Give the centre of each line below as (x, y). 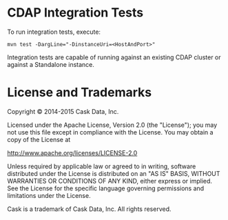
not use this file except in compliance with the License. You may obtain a (110, 132)
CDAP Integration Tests (75, 13)
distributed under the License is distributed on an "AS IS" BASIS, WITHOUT (114, 173)
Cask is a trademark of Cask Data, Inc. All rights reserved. (89, 209)
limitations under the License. (49, 195)
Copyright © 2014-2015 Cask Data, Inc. (63, 111)
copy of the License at (39, 139)
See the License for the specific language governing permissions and (106, 188)
